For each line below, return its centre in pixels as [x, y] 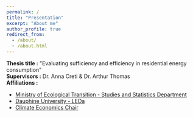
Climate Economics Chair [47, 107]
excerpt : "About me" [33, 23]
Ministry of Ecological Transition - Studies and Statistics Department [101, 94]
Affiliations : [22, 82]
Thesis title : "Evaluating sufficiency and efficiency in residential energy [96, 63]
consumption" [24, 69]
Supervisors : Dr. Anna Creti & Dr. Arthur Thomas [68, 76]
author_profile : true [34, 29]
